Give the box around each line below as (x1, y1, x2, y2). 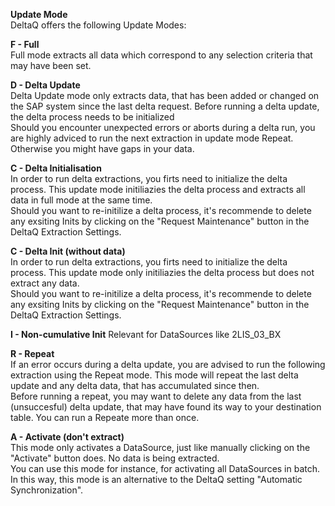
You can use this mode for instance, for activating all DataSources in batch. (10, 463, 321, 474)
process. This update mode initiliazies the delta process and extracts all (10, 184, 306, 195)
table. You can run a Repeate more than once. (10, 412, 200, 423)
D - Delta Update (10, 79, 81, 91)
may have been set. (10, 60, 92, 71)
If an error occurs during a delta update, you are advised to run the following (10, 359, 326, 370)
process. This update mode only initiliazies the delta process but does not (10, 267, 315, 278)
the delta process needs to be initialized (10, 111, 175, 123)
